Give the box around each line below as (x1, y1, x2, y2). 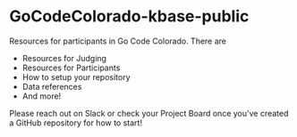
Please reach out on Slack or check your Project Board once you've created (9, 108, 289, 118)
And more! (21, 91, 62, 101)
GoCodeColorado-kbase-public (9, 6, 250, 27)
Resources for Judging (21, 52, 107, 63)
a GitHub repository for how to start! (9, 117, 143, 128)
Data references (21, 81, 82, 92)
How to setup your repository (21, 71, 132, 82)
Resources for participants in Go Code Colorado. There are (9, 36, 226, 46)
